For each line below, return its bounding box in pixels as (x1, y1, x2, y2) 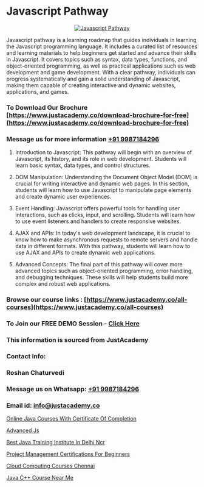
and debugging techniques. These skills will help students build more (15, 274, 188, 281)
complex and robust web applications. (15, 280, 111, 288)
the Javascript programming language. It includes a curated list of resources (6, 43, 198, 50)
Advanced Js (6, 427, 39, 434)
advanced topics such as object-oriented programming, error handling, (15, 267, 193, 275)
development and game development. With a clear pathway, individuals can (6, 68, 195, 76)
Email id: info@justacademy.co (6, 401, 100, 410)
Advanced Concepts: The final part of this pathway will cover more (15, 261, 183, 268)
